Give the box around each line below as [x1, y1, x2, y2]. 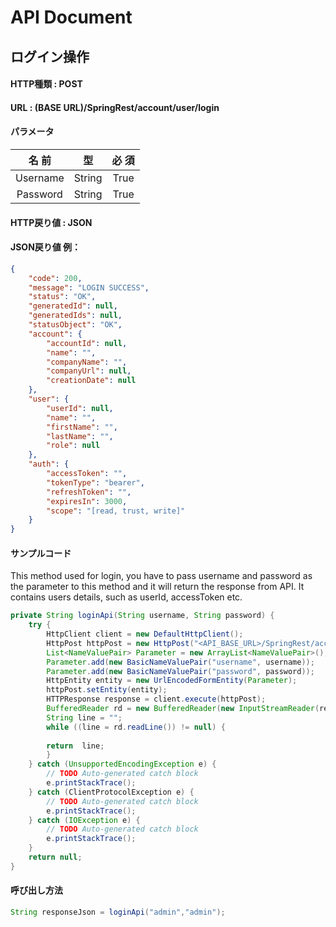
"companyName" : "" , [46, 357, 128, 367]
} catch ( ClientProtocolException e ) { [28, 787, 195, 797]
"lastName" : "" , [46, 431, 114, 441]
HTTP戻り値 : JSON [10, 216, 93, 228]
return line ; [46, 741, 105, 751]
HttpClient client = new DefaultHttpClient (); [46, 629, 244, 640]
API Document [10, 6, 133, 29]
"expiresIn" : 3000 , [46, 496, 128, 506]
